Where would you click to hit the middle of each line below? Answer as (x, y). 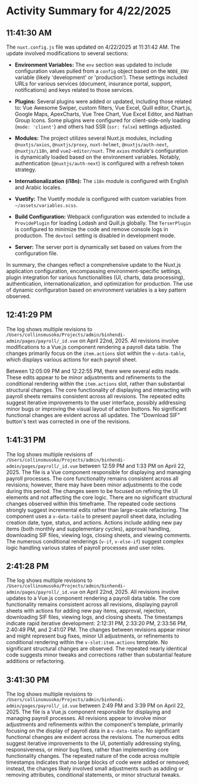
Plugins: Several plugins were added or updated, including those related (103, 101)
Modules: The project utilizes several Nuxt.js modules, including (93, 138)
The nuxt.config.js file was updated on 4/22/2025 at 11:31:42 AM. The (93, 47)
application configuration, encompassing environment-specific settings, (94, 271)
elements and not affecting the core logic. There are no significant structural (99, 497)
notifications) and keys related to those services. (74, 90)
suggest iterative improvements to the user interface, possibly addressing (96, 402)
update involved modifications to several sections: (68, 53)
